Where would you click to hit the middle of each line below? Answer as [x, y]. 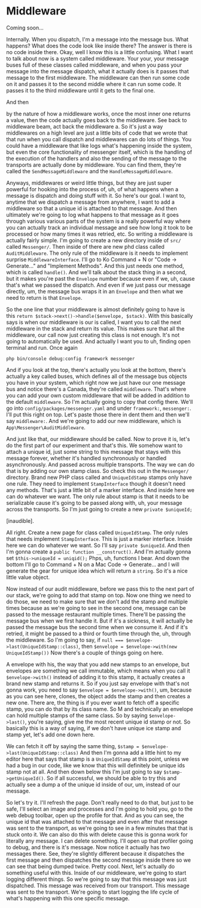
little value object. [28, 577]
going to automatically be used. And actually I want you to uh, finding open [98, 341]
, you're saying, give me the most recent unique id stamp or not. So [108, 722]
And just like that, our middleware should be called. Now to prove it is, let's [98, 439]
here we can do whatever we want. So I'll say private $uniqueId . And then [98, 545]
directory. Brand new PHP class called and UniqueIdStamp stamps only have [99, 477]
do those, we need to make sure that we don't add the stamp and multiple [97, 602]
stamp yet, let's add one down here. [51, 734]
